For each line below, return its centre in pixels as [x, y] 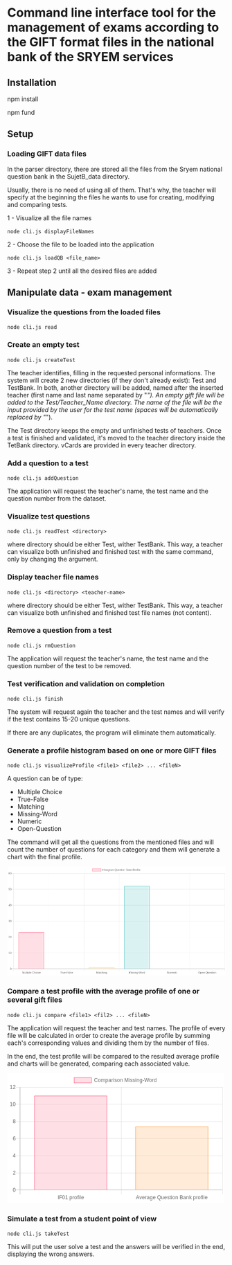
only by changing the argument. [53, 559]
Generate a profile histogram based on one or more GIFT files [112, 751]
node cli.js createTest [42, 360]
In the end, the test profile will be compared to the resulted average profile [113, 1056]
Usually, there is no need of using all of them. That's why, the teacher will [112, 190]
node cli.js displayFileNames [51, 231]
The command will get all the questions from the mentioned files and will [111, 842]
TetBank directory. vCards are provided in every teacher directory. [102, 445]
